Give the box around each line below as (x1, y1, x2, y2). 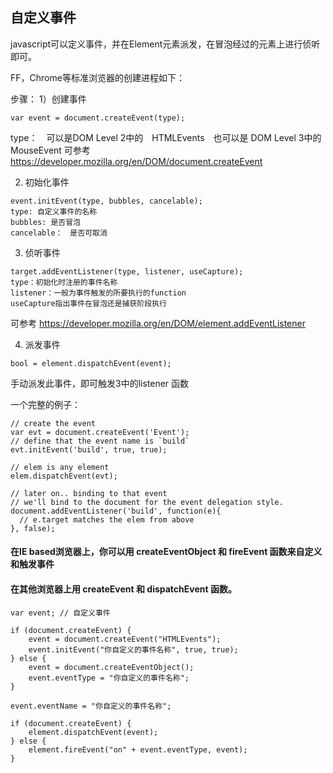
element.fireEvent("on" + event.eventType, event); (28, 744, 248, 755)
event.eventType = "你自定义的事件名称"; (28, 673, 190, 683)
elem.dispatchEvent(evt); (10, 471, 118, 481)
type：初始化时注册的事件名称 (10, 277, 118, 287)
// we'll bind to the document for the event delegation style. (10, 497, 284, 507)
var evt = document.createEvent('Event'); (10, 427, 190, 437)
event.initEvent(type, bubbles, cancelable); (10, 196, 203, 206)
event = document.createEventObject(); (28, 662, 195, 672)
